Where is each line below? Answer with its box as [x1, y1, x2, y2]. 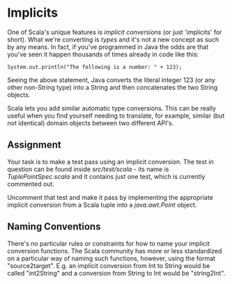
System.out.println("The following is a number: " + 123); [7, 63, 183, 70]
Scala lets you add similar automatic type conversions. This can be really [7, 104, 217, 112]
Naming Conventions [7, 221, 101, 232]
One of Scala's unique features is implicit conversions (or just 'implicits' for [7, 28, 222, 36]
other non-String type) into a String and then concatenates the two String [7, 83, 218, 91]
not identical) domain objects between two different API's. [7, 118, 174, 127]
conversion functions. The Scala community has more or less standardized [7, 246, 222, 255]
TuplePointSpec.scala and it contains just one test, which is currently [7, 172, 206, 180]
